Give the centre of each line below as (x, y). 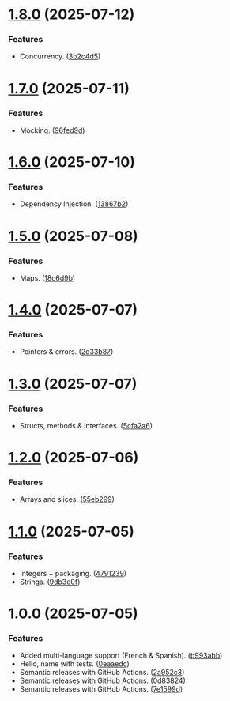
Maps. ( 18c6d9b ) (47, 277)
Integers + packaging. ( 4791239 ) (73, 573)
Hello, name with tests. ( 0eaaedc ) (75, 664)
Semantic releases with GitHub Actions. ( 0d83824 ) (102, 680)
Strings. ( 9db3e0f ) (50, 582)
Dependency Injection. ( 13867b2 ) (74, 204)
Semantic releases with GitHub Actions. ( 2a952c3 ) (102, 673)
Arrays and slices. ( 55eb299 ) (67, 499)
